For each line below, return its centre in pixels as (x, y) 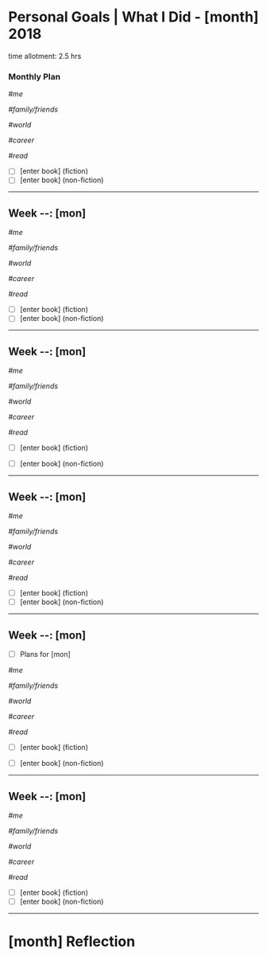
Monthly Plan (35, 76)
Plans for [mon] (45, 654)
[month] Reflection (72, 941)
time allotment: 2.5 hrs (45, 56)
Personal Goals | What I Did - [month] (133, 17)
